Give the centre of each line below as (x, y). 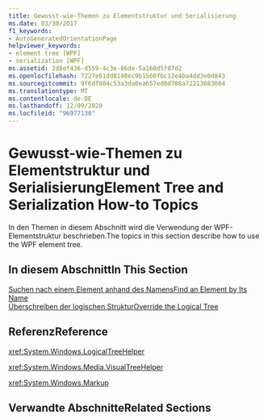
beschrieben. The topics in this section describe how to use (161, 236)
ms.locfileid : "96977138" (52, 114)
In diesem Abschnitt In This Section (98, 270)
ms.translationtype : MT (48, 91)
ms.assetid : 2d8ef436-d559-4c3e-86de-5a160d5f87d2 (95, 69)
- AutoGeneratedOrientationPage (63, 38)
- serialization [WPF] (46, 61)
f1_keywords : (30, 31)
